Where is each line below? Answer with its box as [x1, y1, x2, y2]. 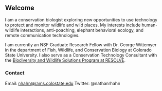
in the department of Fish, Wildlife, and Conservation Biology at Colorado [5, 47, 152, 53]
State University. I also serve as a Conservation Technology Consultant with [5, 52, 157, 58]
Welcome [5, 4, 35, 12]
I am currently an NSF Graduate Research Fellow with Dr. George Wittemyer [5, 41, 157, 48]
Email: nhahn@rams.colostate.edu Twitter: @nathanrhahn [5, 80, 121, 87]
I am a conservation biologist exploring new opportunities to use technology [5, 17, 158, 22]
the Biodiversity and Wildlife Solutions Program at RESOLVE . [5, 57, 126, 63]
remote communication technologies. [5, 32, 80, 38]
